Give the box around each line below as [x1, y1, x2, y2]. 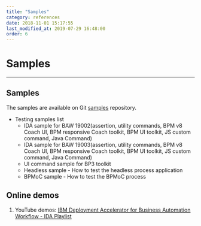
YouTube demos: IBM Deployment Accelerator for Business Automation [14, 206, 191, 213]
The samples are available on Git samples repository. [6, 104, 136, 111]
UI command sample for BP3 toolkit [23, 160, 112, 167]
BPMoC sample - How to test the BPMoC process [23, 173, 147, 180]
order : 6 [6, 31, 28, 37]
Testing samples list [14, 115, 64, 123]
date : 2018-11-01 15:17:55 [6, 20, 74, 26]
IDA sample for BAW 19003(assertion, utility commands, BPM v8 [23, 141, 182, 148]
